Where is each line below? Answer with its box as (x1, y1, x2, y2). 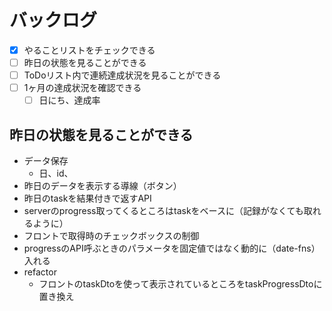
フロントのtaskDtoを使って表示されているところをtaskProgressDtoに (38, 278, 323, 290)
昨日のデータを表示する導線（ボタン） (23, 180, 182, 192)
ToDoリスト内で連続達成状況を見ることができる (23, 69, 222, 81)
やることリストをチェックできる (23, 44, 156, 56)
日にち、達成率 (38, 94, 101, 106)
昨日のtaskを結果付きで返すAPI (23, 192, 152, 205)
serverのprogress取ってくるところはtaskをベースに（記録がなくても (23, 205, 304, 217)
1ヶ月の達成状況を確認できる (23, 82, 142, 94)
